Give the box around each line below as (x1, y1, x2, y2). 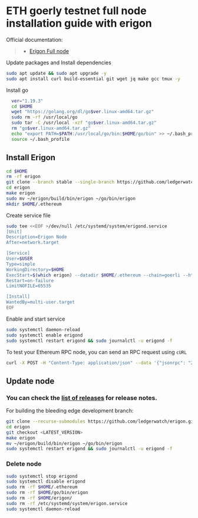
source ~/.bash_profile (11, 136, 70, 142)
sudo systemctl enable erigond (6, 332, 83, 338)
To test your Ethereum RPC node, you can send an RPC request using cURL (6, 348, 187, 355)
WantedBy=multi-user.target (6, 299, 75, 305)
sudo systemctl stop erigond (6, 473, 78, 479)
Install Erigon (6, 153, 56, 163)
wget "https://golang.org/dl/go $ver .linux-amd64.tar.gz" (11, 109, 154, 115)
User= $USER (6, 256, 33, 262)
